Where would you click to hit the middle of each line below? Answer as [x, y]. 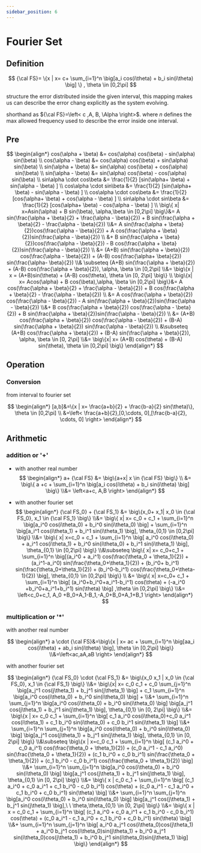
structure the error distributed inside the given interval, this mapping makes [100, 96]
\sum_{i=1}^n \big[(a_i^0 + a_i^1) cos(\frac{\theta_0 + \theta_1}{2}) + [105, 556]
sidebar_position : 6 [32, 12]
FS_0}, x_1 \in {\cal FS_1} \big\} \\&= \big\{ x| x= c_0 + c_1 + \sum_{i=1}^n [105, 518]
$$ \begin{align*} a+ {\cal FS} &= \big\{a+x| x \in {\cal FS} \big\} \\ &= [105, 478]
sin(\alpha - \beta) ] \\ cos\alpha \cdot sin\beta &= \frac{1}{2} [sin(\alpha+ [101, 186]
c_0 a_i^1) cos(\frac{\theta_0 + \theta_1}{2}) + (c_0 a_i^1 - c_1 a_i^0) [101, 748]
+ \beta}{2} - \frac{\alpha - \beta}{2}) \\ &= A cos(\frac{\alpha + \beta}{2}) [101, 295]
